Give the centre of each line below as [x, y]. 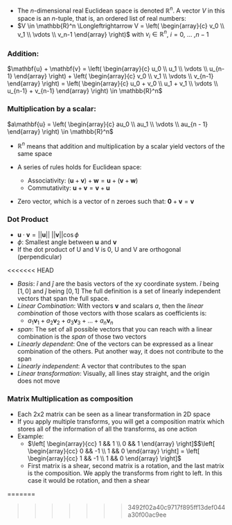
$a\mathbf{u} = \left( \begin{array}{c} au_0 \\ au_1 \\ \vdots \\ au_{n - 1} [108, 124]
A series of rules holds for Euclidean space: [79, 167]
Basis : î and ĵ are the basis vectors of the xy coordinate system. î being [118, 284]
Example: [30, 436]
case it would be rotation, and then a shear [89, 480]
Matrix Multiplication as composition [70, 399]
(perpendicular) [39, 257]
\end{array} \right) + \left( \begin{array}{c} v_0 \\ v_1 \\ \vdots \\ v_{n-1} [114, 76]
